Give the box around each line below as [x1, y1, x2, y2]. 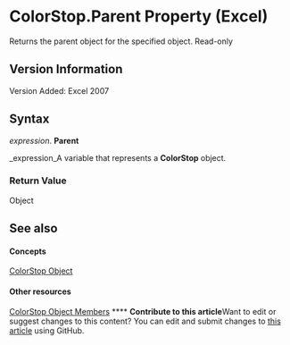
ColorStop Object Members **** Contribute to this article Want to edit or [9, 306, 277, 316]
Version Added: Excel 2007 [9, 85, 110, 96]
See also [9, 221, 58, 236]
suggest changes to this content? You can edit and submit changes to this [9, 316, 281, 326]
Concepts [9, 246, 46, 257]
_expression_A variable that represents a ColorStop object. [9, 152, 227, 163]
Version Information [9, 62, 123, 77]
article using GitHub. [9, 324, 85, 336]
